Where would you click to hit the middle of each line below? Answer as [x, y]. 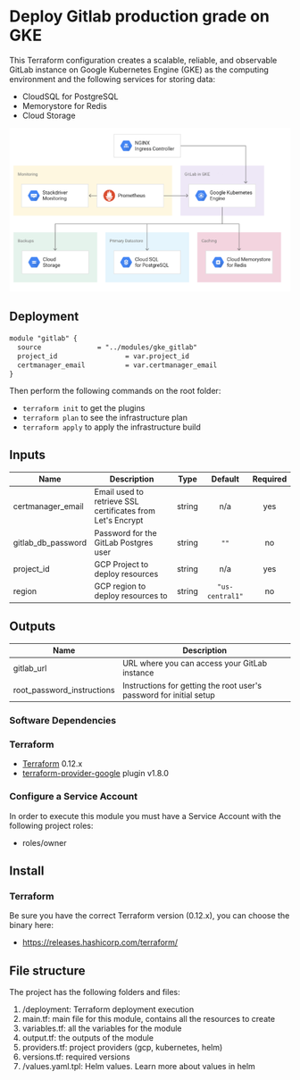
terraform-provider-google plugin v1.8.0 [96, 774]
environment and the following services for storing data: [112, 79]
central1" [225, 597]
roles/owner [44, 842]
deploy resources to [131, 596]
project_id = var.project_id [104, 356]
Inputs [28, 455]
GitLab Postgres [124, 542]
